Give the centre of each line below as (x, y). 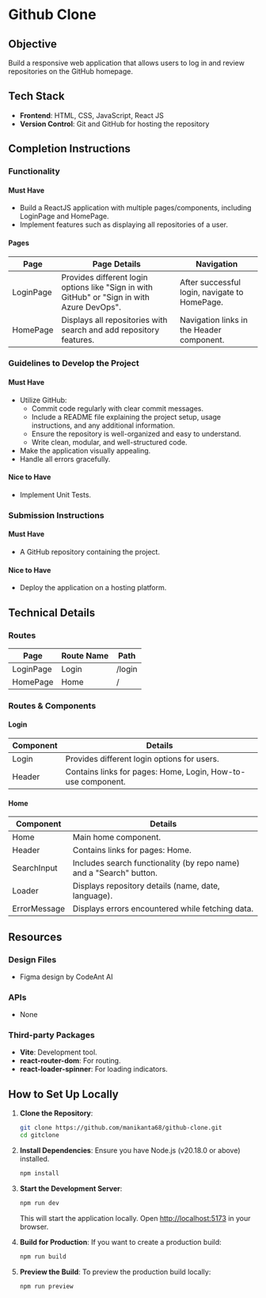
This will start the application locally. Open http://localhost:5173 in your (135, 1218)
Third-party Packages (51, 1035)
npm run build (43, 1256)
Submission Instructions (56, 515)
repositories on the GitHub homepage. (70, 71)
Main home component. (116, 837)
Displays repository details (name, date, (146, 886)
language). (93, 896)
